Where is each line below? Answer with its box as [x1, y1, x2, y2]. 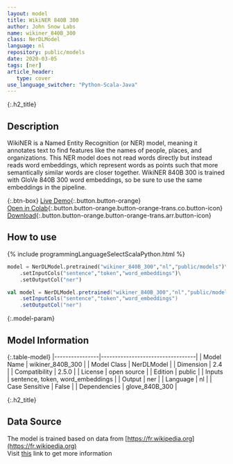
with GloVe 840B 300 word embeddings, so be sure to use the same [7, 176, 202, 184]
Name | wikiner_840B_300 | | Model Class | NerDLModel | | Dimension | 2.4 [7, 360, 223, 368]
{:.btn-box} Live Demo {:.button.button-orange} [7, 197, 141, 205]
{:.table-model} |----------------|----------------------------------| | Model [7, 352, 222, 361]
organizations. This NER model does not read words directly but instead [7, 154, 213, 162]
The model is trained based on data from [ [7, 434, 128, 442]
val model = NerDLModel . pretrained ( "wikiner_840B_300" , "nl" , [7, 289, 188, 296]
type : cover [16, 74, 51, 82]
